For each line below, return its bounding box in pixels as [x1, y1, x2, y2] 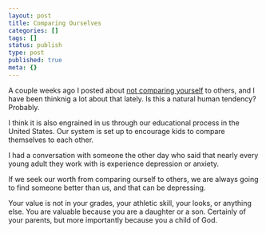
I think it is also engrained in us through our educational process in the [8, 117, 240, 128]
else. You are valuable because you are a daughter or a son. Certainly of [8, 207, 246, 216]
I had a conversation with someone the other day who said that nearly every [8, 150, 259, 160]
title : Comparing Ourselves [8, 19, 102, 27]
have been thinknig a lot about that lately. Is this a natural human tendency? [8, 93, 257, 104]
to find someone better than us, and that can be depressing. [8, 183, 206, 192]
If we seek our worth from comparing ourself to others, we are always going [8, 174, 259, 184]
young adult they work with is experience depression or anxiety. [8, 159, 220, 168]
